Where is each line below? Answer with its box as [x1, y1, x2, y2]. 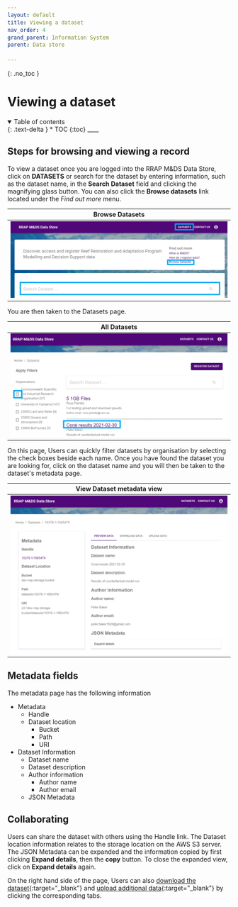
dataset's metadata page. [7, 469, 82, 477]
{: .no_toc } [7, 69, 40, 77]
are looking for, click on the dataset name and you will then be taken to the [7, 461, 225, 469]
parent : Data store [7, 41, 65, 49]
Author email [38, 785, 76, 794]
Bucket [38, 725, 59, 733]
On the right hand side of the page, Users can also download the [7, 876, 196, 884]
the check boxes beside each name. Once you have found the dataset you [7, 454, 225, 462]
